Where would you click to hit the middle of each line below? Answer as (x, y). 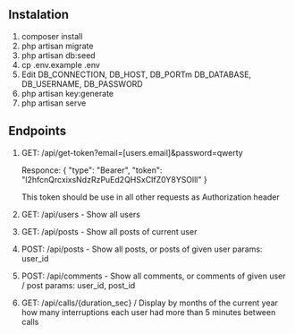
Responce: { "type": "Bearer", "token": (92, 170)
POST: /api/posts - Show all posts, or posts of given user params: (142, 249)
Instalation (38, 15)
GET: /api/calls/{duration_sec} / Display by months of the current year (150, 303)
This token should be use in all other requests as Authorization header (151, 197)
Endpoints (38, 131)
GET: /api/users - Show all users (80, 214)
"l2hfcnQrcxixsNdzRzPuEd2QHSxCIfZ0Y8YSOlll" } (114, 179)
